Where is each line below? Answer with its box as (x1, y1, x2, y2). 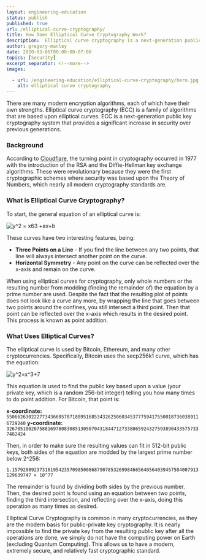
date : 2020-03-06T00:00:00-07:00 (6, 49, 92, 55)
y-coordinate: (27, 420, 63, 427)
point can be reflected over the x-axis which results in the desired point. (6, 310, 188, 317)
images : (6, 66, 26, 72)
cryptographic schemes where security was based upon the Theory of (6, 174, 185, 182)
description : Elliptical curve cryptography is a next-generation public (6, 37, 202, 44)
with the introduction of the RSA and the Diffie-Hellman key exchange (6, 161, 182, 169)
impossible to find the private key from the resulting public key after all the (6, 527, 194, 535)
